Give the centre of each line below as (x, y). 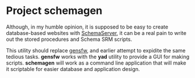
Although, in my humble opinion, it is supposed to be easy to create (87, 27)
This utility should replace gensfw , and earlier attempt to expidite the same (96, 50)
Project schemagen (54, 11)
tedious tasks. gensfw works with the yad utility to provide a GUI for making (98, 56)
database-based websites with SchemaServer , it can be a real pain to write (96, 33)
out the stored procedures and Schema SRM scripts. (69, 39)
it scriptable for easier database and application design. (73, 69)
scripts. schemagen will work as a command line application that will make (96, 63)
